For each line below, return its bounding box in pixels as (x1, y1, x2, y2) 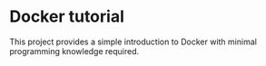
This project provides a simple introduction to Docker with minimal (9, 36, 257, 47)
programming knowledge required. (9, 45, 140, 56)
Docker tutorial (9, 6, 124, 27)
